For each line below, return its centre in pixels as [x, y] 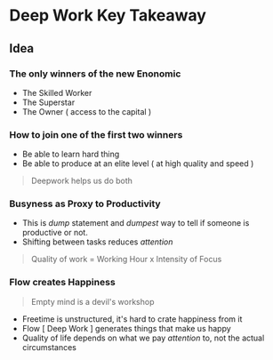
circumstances [49, 347]
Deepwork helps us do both [82, 181]
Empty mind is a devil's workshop [92, 301]
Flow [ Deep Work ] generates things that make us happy [126, 328]
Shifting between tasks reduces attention [97, 242]
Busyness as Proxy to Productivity [85, 204]
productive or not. [55, 233]
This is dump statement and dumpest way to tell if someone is [136, 223]
